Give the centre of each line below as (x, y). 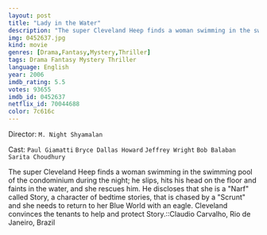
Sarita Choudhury (37, 157)
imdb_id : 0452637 (37, 97)
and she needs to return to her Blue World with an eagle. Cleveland (118, 206)
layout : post (30, 15)
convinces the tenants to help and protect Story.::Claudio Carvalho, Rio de (130, 214)
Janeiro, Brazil (32, 222)
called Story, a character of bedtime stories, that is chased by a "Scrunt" (127, 197)
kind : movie (28, 45)
